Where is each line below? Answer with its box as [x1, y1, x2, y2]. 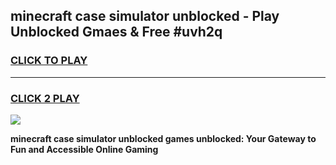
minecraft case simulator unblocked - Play [10, 8, 280, 25]
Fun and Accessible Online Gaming [10, 143, 159, 155]
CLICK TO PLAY [10, 54, 88, 68]
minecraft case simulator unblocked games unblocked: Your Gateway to [10, 132, 317, 144]
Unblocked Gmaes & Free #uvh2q [10, 24, 223, 41]
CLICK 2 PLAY [10, 91, 80, 105]
